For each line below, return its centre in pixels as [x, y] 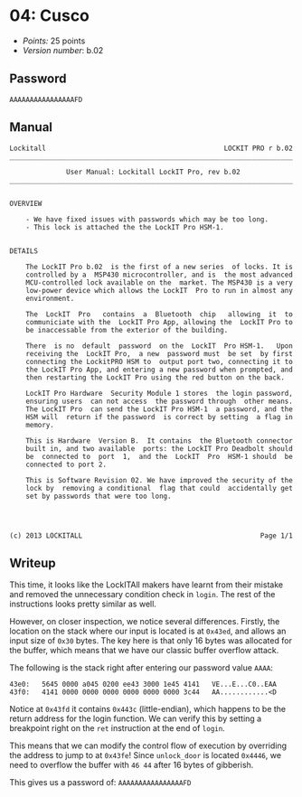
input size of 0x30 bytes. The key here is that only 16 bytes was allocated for [151, 641]
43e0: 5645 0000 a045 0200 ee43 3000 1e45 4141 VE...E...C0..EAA [143, 684]
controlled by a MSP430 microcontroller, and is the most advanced [160, 275]
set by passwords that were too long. [99, 496]
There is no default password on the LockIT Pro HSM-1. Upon [160, 346]
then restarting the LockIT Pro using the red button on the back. [155, 377]
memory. [40, 425]
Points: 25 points [54, 41]
